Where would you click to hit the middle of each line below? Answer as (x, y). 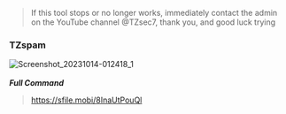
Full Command (37, 83)
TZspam (27, 45)
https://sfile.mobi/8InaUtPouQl (86, 100)
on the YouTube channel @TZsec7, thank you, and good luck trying (153, 22)
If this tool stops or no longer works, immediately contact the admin (154, 13)
